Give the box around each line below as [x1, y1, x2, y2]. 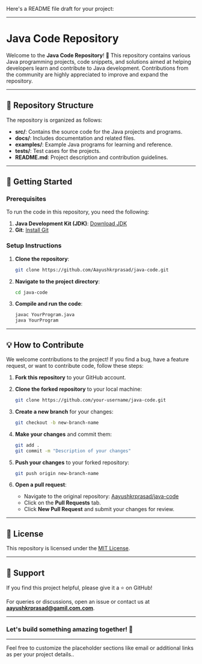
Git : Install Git [14, 226, 49, 234]
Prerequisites [6, 195, 46, 203]
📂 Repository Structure [6, 101, 94, 111]
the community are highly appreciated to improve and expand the [6, 70, 168, 78]
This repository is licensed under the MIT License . [6, 545, 130, 552]
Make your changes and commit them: [14, 430, 112, 438]
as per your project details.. [6, 651, 75, 658]
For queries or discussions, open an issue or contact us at [6, 598, 150, 606]
